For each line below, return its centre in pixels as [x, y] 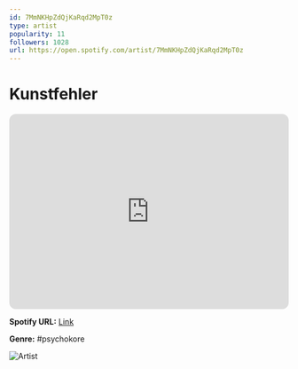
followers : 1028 [39, 42]
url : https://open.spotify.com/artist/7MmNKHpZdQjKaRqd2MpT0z [126, 51]
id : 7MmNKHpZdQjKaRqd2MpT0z [61, 17]
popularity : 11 [37, 34]
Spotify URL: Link [42, 322]
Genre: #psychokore [47, 339]
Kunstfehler [54, 94]
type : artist [33, 26]
